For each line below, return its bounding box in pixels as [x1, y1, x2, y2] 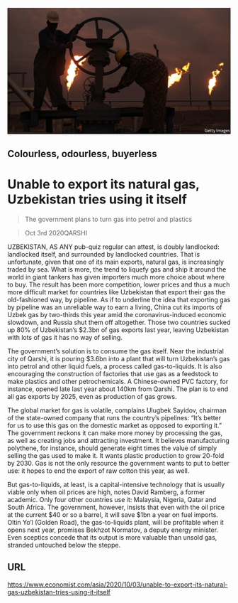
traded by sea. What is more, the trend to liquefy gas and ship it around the [7, 265, 227, 274]
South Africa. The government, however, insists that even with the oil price [7, 503, 225, 511]
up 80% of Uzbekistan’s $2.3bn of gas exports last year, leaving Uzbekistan [7, 325, 229, 334]
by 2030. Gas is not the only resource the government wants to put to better [7, 459, 230, 467]
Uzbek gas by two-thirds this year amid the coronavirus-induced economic [7, 310, 227, 319]
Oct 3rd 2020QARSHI [24, 228, 87, 237]
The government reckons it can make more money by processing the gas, [7, 428, 223, 437]
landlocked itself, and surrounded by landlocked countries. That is [7, 250, 200, 258]
